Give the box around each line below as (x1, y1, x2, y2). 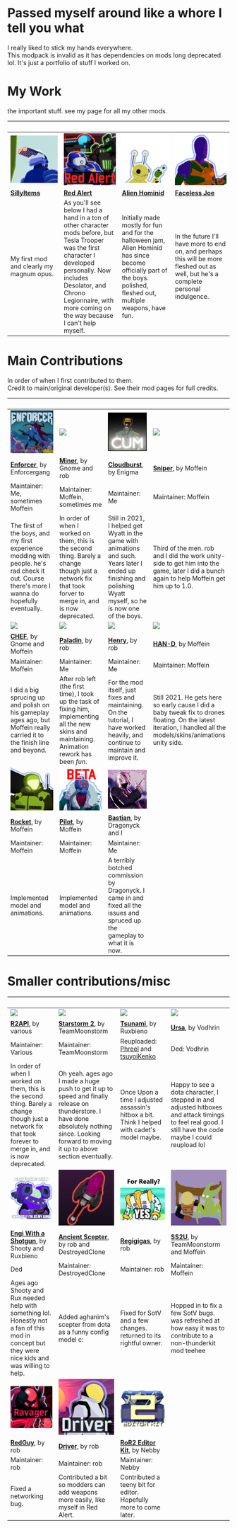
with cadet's (120, 1126, 157, 1134)
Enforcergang (10, 467, 51, 476)
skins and (59, 727, 87, 736)
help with (10, 1301, 37, 1310)
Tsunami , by (120, 1020, 157, 1028)
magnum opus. (10, 270, 54, 278)
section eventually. (58, 1152, 113, 1161)
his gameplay (10, 708, 49, 717)
